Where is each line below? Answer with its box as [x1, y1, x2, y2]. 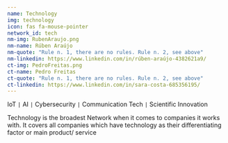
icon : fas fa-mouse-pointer [7, 23, 89, 30]
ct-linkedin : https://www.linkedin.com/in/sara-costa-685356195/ [7, 81, 200, 88]
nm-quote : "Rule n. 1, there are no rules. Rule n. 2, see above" [7, 49, 204, 56]
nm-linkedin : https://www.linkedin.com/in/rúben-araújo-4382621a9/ [7, 56, 207, 62]
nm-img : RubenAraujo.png [7, 36, 79, 43]
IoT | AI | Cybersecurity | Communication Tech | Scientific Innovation [7, 100, 209, 108]
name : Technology [7, 10, 58, 17]
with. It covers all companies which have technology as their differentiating [7, 121, 222, 129]
